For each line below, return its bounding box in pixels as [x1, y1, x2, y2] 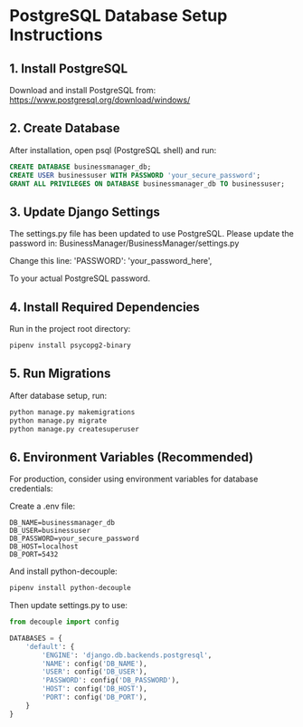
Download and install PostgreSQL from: [9, 85, 156, 95]
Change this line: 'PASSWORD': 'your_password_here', [9, 256, 213, 267]
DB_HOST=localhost [9, 542, 79, 551]
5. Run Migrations [9, 366, 111, 382]
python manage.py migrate [9, 416, 107, 425]
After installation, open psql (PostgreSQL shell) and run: [9, 144, 217, 155]
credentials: [9, 483, 53, 494]
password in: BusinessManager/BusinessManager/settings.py [9, 237, 240, 249]
